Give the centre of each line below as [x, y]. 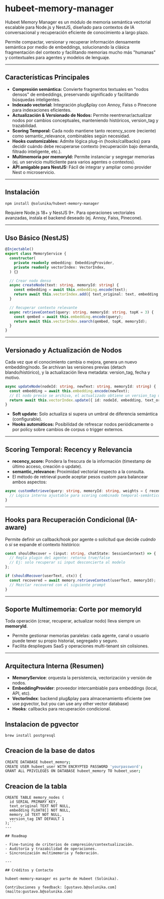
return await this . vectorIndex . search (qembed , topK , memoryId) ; [81, 321]
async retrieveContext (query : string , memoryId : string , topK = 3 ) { [82, 312]
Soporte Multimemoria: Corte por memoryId [73, 609]
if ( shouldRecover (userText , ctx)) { [43, 576]
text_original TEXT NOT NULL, [40, 806]
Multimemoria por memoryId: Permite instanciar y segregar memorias [83, 156]
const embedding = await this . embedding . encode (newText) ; [70, 391]
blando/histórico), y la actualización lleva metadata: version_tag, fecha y [78, 372]
